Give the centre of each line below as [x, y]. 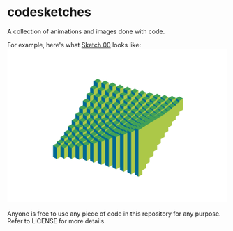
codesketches [50, 12]
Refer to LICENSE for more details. [57, 221]
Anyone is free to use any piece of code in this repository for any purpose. [114, 214]
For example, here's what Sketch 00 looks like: [74, 45]
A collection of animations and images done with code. [86, 31]
